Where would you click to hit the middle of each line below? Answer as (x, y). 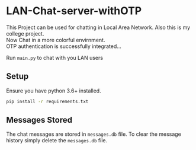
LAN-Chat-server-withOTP (74, 11)
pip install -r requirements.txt (47, 101)
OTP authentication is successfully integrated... (64, 46)
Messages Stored (39, 120)
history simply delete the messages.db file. (57, 141)
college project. (25, 33)
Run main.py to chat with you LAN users (55, 58)
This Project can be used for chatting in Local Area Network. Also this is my (98, 27)
